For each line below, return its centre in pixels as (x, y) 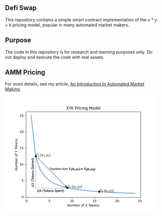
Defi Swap (21, 8)
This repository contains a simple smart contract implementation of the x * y (81, 19)
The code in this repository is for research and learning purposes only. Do (79, 52)
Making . (13, 89)
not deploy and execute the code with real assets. (55, 57)
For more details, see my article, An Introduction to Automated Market (75, 84)
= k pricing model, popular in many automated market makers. (67, 25)
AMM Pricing (25, 72)
